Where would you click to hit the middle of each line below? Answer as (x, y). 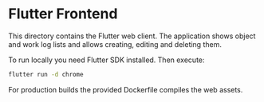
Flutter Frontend (63, 14)
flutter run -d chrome (46, 74)
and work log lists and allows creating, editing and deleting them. (115, 44)
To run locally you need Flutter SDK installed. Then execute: (106, 60)
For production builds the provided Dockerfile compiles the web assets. (126, 89)
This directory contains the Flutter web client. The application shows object (132, 36)
